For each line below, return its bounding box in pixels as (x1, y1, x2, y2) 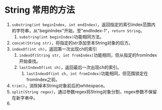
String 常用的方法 (4, 4, 75, 16)
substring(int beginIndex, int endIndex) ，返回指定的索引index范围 (11, 22, 151, 27)
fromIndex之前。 (26, 76, 60, 82)
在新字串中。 (11, 95, 38, 101)
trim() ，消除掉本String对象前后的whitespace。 (11, 83, 108, 88)
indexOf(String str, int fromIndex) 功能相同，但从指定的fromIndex (19, 52, 157, 58)
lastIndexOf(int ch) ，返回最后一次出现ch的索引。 (19, 64, 122, 70)
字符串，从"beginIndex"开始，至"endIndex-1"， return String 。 (16, 27, 145, 33)
